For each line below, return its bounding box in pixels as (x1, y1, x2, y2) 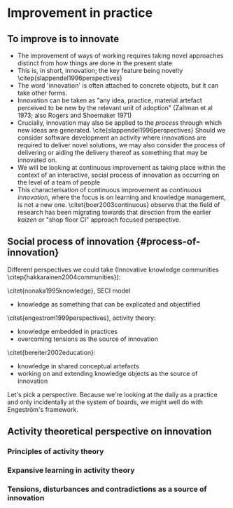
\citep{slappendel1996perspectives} (17, 74, 122, 82)
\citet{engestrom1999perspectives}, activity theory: (7, 314, 156, 322)
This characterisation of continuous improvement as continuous (17, 186, 202, 194)
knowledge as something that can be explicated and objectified (17, 300, 201, 308)
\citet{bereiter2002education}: (7, 348, 96, 356)
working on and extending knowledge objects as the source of (17, 369, 198, 377)
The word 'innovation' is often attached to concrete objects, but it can (17, 81, 219, 89)
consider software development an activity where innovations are (17, 133, 206, 142)
